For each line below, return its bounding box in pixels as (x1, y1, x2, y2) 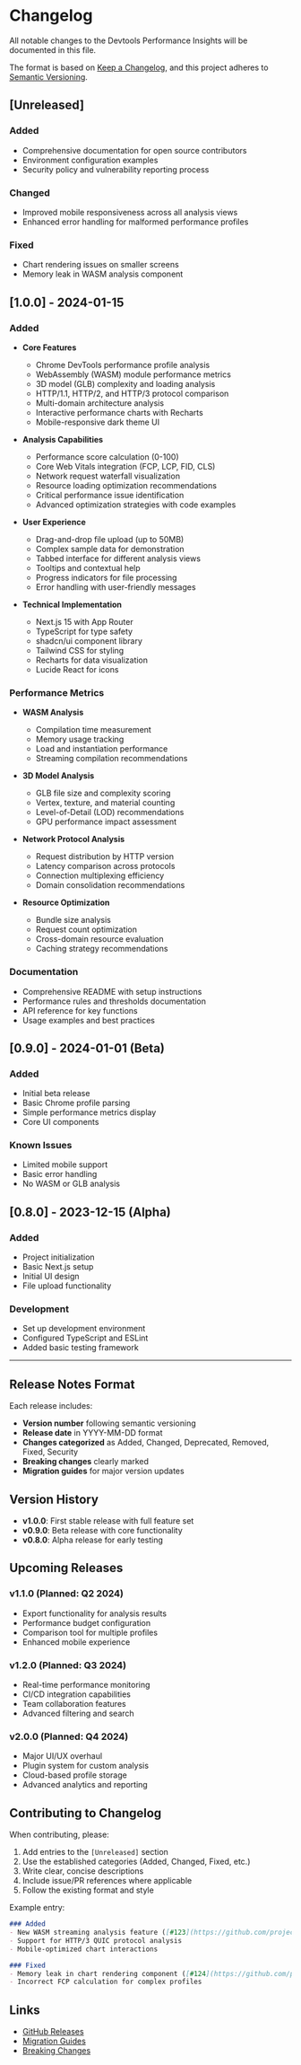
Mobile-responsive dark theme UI (35, 417, 159, 427)
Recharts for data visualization (35, 655, 149, 665)
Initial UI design (21, 1271, 80, 1282)
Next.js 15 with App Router (35, 616, 133, 627)
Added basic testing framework (21, 1342, 139, 1353)
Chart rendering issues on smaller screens (21, 259, 179, 270)
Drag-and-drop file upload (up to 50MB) (35, 533, 185, 544)
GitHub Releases (21, 2026, 84, 2037)
